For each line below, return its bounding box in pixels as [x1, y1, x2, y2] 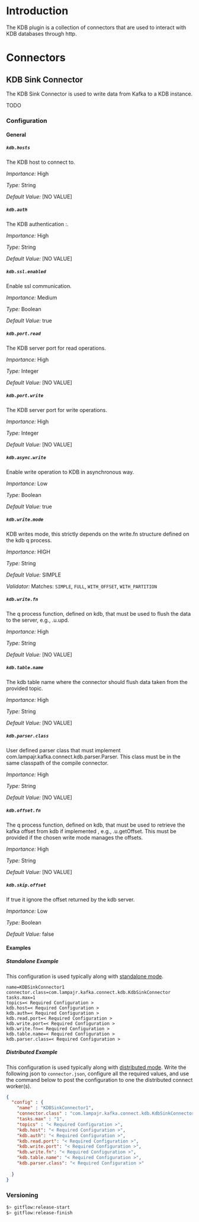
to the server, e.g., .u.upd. [6, 616, 69, 624]
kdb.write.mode [6, 517, 44, 523]
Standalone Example [6, 958, 59, 965]
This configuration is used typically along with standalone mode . [6, 973, 164, 980]
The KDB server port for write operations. [6, 407, 108, 414]
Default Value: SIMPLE [6, 571, 61, 578]
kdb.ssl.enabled [6, 268, 46, 274]
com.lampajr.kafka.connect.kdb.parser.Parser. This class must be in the [6, 753, 181, 761]
